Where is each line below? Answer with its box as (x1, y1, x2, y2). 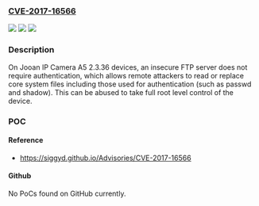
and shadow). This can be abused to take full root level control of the (8, 87, 234, 97)
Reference (8, 135, 44, 145)
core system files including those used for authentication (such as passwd (8, 79, 252, 89)
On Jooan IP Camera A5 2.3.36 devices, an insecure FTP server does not (8, 62, 248, 72)
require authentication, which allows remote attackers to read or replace (8, 71, 245, 80)
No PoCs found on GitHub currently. (8, 189, 126, 198)
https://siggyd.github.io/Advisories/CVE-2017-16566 (19, 153, 192, 162)
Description (8, 44, 55, 55)
